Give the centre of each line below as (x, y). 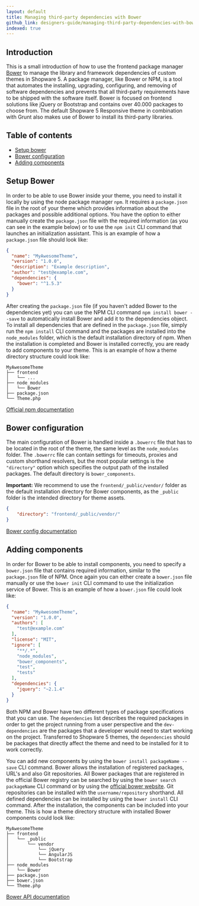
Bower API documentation (38, 897)
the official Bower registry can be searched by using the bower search (91, 780)
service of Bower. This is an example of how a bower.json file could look (94, 589)
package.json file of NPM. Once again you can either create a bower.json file (99, 577)
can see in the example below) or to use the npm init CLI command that (94, 227)
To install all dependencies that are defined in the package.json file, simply (97, 325)
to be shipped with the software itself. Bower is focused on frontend (89, 98)
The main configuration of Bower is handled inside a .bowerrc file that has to (99, 442)
